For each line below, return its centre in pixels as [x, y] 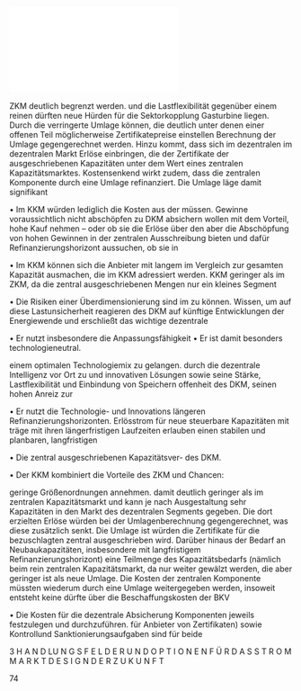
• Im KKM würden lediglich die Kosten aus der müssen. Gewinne [129, 209]
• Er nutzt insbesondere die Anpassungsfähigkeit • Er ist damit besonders [146, 338]
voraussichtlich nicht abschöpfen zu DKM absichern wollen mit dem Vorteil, [149, 219]
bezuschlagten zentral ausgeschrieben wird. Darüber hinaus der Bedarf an [147, 540]
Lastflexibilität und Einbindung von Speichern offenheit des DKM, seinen [143, 384]
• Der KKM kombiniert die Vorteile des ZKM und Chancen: [117, 475]
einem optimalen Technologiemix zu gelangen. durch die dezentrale [135, 365]
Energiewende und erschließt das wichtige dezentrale [109, 321]
